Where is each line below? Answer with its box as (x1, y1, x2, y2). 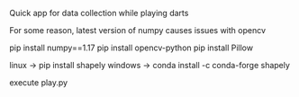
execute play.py (9, 77, 68, 88)
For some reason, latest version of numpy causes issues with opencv (9, 25, 267, 35)
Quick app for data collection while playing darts (9, 8, 189, 18)
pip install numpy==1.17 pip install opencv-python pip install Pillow (9, 42, 254, 53)
